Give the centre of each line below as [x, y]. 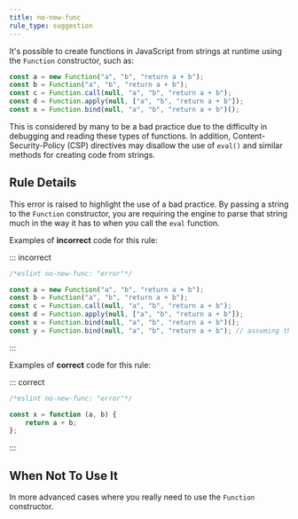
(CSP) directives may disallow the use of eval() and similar [175, 145]
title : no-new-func [45, 17]
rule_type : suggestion [51, 26]
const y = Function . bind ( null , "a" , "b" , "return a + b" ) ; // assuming [145, 330]
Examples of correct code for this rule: [80, 365]
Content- [249, 136]
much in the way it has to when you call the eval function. [114, 223]
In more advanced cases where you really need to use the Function [132, 497]
